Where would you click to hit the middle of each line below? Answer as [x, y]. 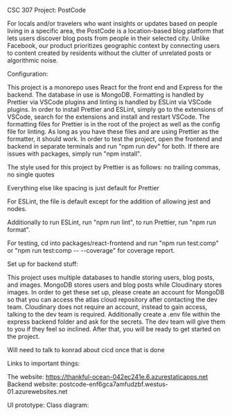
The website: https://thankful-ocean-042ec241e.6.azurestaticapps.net [108, 377]
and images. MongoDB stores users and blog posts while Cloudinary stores [115, 285]
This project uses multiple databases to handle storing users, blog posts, [111, 277]
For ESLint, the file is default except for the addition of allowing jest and [109, 201]
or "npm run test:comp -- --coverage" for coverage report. [91, 250]
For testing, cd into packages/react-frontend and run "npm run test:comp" [113, 243]
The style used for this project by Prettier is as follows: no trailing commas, [114, 167]
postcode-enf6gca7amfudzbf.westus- [114, 384]
